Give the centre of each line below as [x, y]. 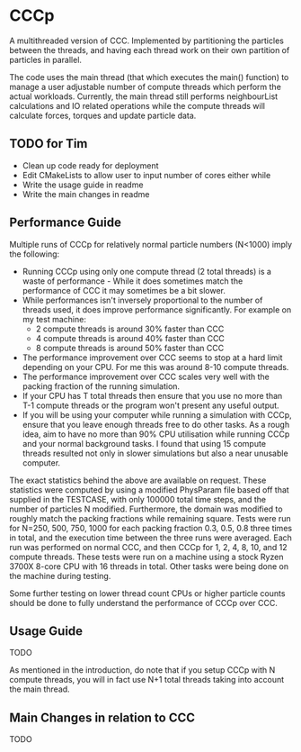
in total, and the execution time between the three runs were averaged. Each [150, 538]
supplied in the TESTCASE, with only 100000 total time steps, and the [138, 499]
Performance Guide [65, 223]
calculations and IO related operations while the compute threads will [137, 105]
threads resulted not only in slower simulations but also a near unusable [155, 453]
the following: [35, 254]
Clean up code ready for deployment [90, 165]
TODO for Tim [49, 144]
